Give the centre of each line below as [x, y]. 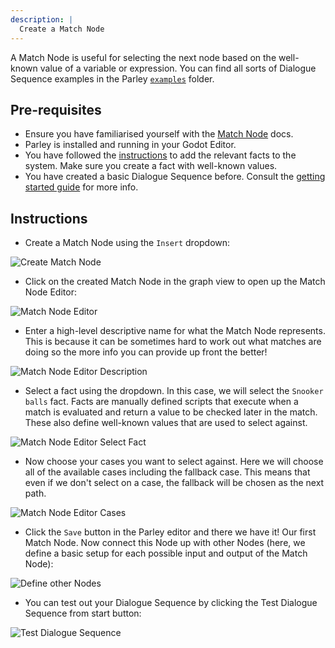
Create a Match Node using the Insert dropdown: [127, 243]
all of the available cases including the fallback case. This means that [167, 472]
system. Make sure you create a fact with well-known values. [151, 166]
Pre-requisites [56, 109]
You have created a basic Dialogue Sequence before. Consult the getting [175, 177]
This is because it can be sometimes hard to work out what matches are [173, 342]
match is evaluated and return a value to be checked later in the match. [171, 412]
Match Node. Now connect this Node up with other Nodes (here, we [165, 543]
